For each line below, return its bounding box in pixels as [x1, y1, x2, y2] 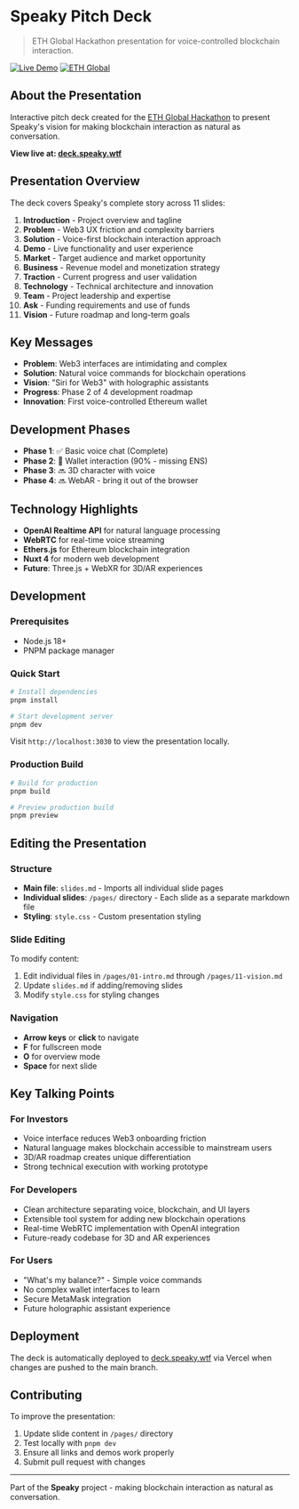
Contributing [10, 1388, 83, 1403]
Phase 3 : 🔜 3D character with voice [22, 465, 156, 476]
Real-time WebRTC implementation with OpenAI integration [22, 1223, 240, 1233]
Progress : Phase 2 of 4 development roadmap [22, 387, 193, 398]
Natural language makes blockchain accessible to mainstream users [22, 1142, 272, 1153]
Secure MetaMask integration [22, 1293, 131, 1304]
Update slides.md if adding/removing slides [22, 980, 183, 991]
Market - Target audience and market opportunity [22, 252, 207, 263]
